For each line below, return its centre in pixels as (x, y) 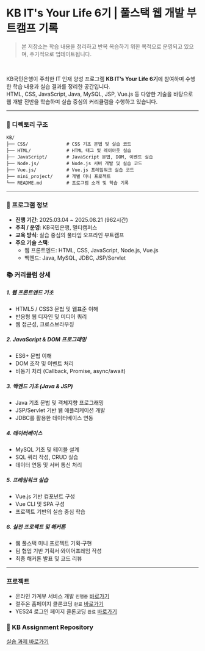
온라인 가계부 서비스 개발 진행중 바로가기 (62, 596)
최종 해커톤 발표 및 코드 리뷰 (49, 558)
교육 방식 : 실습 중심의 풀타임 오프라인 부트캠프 (70, 235)
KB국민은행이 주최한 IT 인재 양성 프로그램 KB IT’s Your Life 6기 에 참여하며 (95, 79)
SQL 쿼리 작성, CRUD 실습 (47, 457)
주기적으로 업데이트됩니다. (61, 54)
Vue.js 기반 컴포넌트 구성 (45, 496)
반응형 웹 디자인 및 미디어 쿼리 (51, 317)
